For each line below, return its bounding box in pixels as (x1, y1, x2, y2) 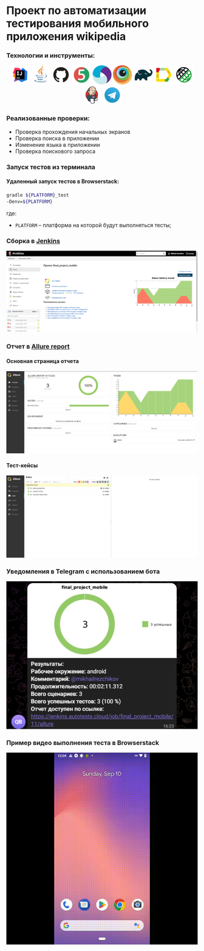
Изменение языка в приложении (15, 141, 100, 148)
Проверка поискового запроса (15, 147, 96, 155)
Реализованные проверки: (6, 114, 90, 122)
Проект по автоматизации (6, 4, 147, 18)
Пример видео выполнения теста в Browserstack (6, 738, 160, 747)
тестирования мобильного (6, 16, 149, 30)
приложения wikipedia (6, 30, 126, 43)
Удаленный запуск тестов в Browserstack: (6, 178, 120, 185)
